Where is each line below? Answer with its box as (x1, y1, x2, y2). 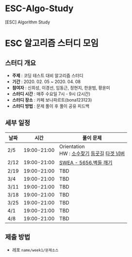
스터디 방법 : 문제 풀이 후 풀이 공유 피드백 (12, 103, 90, 109)
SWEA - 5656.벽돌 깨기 (59, 159, 113, 166)
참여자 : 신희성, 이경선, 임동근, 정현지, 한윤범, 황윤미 (12, 85, 111, 90)
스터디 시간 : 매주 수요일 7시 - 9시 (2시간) (12, 91, 91, 97)
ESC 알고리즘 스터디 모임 (5, 38, 99, 49)
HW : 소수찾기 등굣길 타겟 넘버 (59, 150, 125, 157)
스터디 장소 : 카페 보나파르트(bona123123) (12, 97, 92, 103)
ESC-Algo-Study (5, 3, 74, 14)
